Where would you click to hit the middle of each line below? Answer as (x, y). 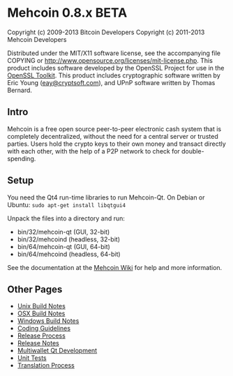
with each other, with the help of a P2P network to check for (93, 151)
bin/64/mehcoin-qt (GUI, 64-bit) (63, 246)
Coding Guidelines (44, 329)
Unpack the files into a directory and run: (66, 218)
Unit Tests (32, 358)
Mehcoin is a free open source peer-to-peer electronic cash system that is (114, 129)
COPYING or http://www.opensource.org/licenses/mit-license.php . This (110, 60)
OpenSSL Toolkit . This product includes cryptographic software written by (114, 75)
